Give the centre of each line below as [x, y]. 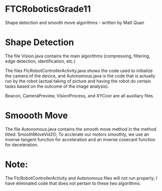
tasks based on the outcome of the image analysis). [57, 86]
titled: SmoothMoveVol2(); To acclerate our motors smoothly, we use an [77, 134]
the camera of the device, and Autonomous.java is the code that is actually [80, 76]
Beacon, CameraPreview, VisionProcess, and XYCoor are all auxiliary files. [80, 95]
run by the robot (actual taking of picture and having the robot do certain [78, 81]
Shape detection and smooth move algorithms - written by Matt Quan [75, 23]
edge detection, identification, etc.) [40, 61]
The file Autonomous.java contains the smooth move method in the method [81, 129]
